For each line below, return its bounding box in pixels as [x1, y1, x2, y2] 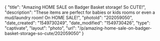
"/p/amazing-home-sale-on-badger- [77, 25, 152, 31]
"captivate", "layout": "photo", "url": [4, 25, 77, 31]
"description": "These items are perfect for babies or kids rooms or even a [4, 9, 156, 15]
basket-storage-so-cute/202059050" [4, 31, 81, 36]
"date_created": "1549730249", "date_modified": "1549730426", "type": [4, 20, 151, 26]
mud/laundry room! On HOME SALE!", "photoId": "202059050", [4, 15, 133, 20]
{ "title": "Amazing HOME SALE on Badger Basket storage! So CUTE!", [4, 4, 146, 10]
